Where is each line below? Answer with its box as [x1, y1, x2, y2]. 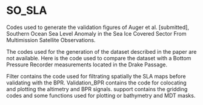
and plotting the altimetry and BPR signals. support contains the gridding [6, 85, 188, 92]
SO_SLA [6, 4, 47, 17]
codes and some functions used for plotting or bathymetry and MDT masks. [6, 92, 196, 99]
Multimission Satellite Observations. [6, 36, 96, 43]
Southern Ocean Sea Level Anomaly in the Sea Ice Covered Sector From [6, 30, 187, 37]
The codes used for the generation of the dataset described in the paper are [6, 48, 197, 55]
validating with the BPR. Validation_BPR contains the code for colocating [6, 79, 187, 86]
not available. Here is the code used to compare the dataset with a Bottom [6, 54, 191, 62]
